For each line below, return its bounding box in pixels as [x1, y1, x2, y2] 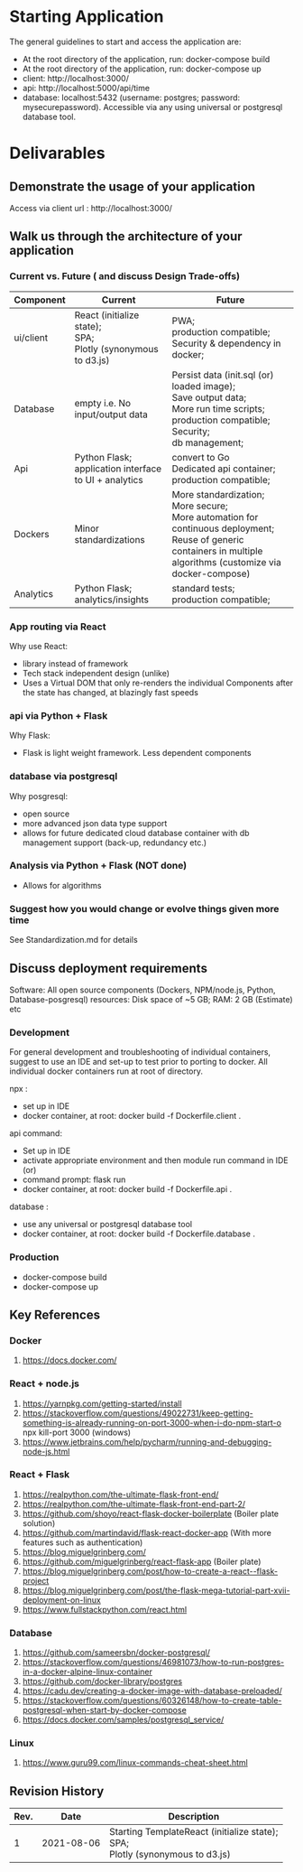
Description [168, 1811, 220, 1823]
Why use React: [9, 640, 69, 651]
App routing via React [9, 620, 106, 633]
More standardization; [171, 488, 265, 500]
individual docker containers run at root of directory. [9, 1066, 203, 1076]
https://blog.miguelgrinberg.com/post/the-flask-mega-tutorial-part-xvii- [22, 1585, 290, 1596]
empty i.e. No [74, 396, 132, 409]
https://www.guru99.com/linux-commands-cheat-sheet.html [22, 1757, 248, 1768]
